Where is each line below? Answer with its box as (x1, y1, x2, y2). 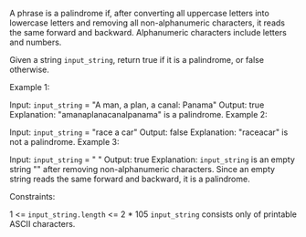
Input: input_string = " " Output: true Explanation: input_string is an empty (9, 154, 295, 165)
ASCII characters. (9, 219, 76, 229)
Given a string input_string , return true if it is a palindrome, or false (9, 55, 265, 65)
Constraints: (9, 191, 56, 201)
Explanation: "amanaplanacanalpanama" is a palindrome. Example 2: (9, 109, 268, 119)
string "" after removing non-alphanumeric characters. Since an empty (9, 164, 276, 174)
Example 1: (9, 82, 50, 92)
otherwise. (9, 64, 50, 75)
